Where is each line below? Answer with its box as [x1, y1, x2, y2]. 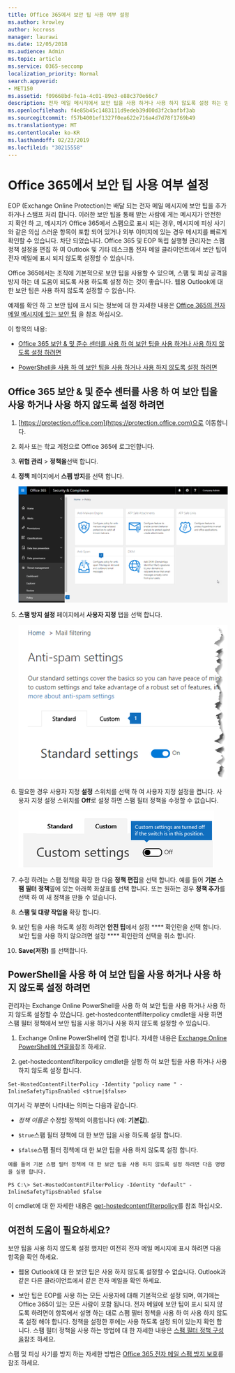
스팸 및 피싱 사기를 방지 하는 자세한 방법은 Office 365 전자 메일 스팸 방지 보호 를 [8, 1350, 224, 1358]
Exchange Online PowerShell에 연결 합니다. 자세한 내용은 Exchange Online [17, 1034, 227, 1042]
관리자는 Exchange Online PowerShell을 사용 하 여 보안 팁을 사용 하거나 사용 [8, 1002, 218, 1010]
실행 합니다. [15, 1168, 47, 1176]
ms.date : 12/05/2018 [8, 41, 68, 48]
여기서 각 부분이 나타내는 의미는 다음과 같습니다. [8, 1101, 139, 1109]
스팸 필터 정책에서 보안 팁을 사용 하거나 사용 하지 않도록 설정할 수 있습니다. [8, 1019, 211, 1028]
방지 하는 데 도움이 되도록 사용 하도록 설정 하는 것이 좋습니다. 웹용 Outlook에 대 [8, 278, 224, 286]
